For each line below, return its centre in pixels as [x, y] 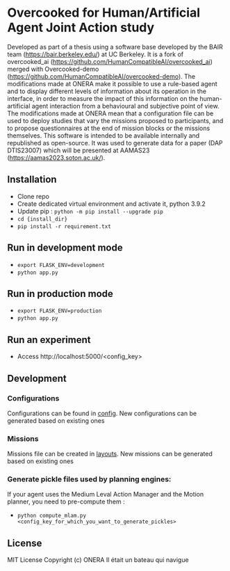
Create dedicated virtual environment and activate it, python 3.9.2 [112, 204]
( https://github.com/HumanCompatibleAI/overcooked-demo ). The [101, 76]
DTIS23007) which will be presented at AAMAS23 [79, 150]
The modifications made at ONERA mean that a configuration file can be [110, 113]
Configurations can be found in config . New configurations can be [102, 413]
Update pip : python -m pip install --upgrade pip [90, 211]
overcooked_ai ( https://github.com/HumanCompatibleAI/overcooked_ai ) [110, 61]
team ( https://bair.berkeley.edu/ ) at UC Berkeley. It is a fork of [96, 54]
